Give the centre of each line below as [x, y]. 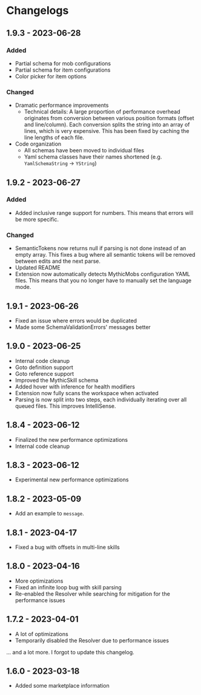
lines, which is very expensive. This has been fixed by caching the [107, 131]
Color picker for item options [51, 76]
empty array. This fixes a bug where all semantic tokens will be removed [105, 255]
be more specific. [37, 219]
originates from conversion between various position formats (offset [109, 118]
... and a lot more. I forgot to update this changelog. [70, 652]
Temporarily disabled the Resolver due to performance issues [92, 640]
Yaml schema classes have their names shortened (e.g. [93, 157]
